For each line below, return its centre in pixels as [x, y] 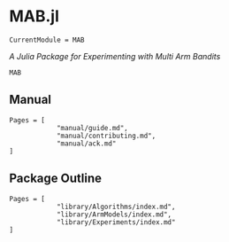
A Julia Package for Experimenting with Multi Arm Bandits [115, 56]
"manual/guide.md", [92, 128]
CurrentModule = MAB [47, 40]
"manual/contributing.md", [106, 136]
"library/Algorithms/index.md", [116, 207]
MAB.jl [34, 16]
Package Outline [55, 179]
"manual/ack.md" [86, 144]
